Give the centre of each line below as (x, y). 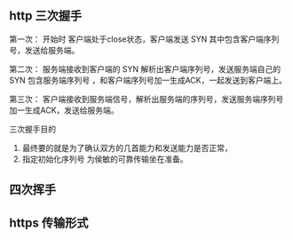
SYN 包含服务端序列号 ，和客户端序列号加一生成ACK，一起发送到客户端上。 (148, 80)
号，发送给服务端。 (44, 50)
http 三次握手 (46, 16)
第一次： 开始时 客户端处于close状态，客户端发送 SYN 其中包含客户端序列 (144, 39)
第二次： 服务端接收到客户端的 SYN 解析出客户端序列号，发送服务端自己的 (145, 68)
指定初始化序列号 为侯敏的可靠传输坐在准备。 (105, 159)
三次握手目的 (32, 129)
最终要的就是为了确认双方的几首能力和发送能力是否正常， (127, 147)
